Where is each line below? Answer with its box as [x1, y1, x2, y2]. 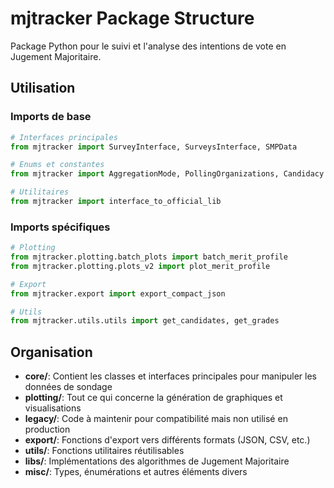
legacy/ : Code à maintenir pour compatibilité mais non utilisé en [24, 413, 288, 425]
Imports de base [10, 110, 92, 124]
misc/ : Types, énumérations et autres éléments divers [24, 466, 248, 478]
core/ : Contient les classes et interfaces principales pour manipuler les [24, 370, 317, 382]
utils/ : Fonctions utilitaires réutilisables [24, 445, 185, 457]
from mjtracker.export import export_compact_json [10, 288, 226, 299]
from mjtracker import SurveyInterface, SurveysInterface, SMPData [10, 142, 298, 152]
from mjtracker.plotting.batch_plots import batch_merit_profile [10, 252, 288, 262]
